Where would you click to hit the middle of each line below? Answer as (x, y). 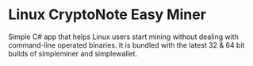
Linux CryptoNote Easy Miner (107, 15)
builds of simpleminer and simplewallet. (73, 53)
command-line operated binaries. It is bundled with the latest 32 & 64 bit (126, 45)
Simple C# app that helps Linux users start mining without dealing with (124, 37)
